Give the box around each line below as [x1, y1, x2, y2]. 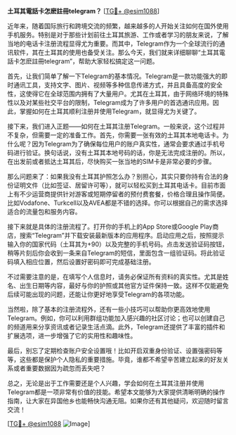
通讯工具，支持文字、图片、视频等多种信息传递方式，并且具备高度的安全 [13, 81, 223, 89]
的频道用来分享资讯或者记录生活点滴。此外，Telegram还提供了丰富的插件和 [7, 323, 225, 331]
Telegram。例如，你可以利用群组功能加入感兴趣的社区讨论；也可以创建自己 [7, 314, 225, 322]
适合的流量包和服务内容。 [7, 208, 81, 215]
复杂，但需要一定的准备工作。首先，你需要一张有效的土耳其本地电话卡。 [13, 131, 223, 139]
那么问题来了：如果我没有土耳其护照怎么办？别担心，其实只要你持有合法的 [7, 172, 223, 180]
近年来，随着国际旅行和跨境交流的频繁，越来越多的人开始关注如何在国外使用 [7, 22, 229, 30]
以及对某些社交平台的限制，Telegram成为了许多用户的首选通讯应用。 [13, 99, 213, 106]
